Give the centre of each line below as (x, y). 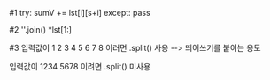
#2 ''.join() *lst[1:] (41, 29)
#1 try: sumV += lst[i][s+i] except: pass (80, 13)
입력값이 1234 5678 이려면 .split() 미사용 (80, 66)
